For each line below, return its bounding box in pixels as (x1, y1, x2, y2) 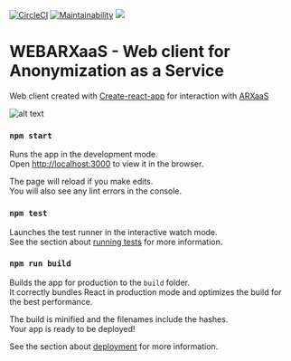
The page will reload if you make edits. (9, 176, 154, 187)
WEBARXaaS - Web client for (9, 42, 230, 62)
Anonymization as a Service (9, 61, 224, 81)
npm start (9, 130, 52, 140)
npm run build (9, 259, 71, 269)
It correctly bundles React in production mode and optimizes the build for (9, 286, 282, 298)
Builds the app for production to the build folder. (9, 277, 191, 288)
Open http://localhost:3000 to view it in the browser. (9, 158, 204, 169)
